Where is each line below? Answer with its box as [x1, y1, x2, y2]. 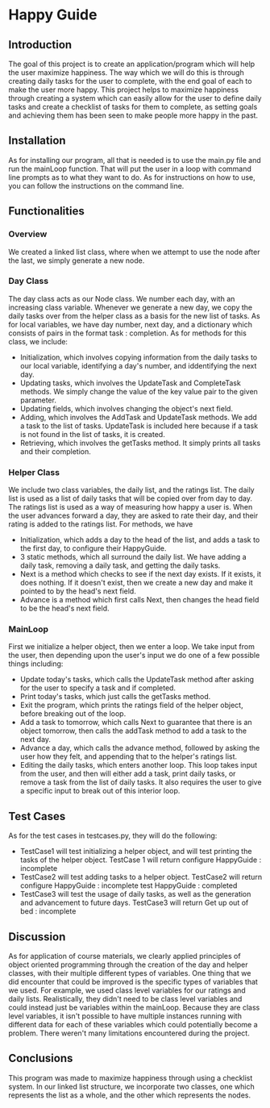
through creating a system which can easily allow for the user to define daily [8, 94, 262, 102]
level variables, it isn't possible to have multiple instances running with [8, 1011, 242, 1021]
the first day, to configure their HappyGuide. [19, 544, 167, 553]
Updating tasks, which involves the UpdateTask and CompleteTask [19, 377, 242, 388]
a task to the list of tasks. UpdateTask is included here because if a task [19, 421, 259, 431]
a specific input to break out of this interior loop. [19, 786, 181, 796]
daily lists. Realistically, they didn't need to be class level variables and [8, 994, 243, 1004]
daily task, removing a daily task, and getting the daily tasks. [19, 560, 221, 570]
